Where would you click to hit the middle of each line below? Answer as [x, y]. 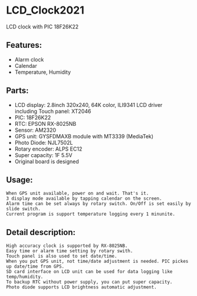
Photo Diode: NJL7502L [44, 142]
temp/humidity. [25, 277]
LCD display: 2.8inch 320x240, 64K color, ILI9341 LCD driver [88, 105]
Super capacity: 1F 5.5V [43, 155]
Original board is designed [47, 161]
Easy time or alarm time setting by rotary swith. [70, 251]
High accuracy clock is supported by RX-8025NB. [67, 246]
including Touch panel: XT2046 [53, 111]
